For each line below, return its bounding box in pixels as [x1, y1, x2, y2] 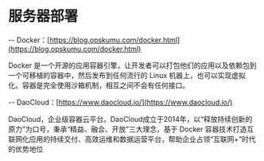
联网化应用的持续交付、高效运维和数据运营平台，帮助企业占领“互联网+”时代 [8, 134, 256, 143]
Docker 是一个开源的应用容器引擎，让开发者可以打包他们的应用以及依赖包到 [8, 61, 257, 70]
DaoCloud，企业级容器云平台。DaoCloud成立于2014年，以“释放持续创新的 [8, 114, 253, 124]
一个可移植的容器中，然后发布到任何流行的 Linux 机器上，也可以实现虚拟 [8, 70, 247, 80]
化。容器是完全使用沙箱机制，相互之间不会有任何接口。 [8, 80, 189, 90]
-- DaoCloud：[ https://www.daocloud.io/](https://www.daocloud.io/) [8, 97, 233, 107]
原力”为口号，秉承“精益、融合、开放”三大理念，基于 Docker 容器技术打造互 [8, 124, 254, 134]
